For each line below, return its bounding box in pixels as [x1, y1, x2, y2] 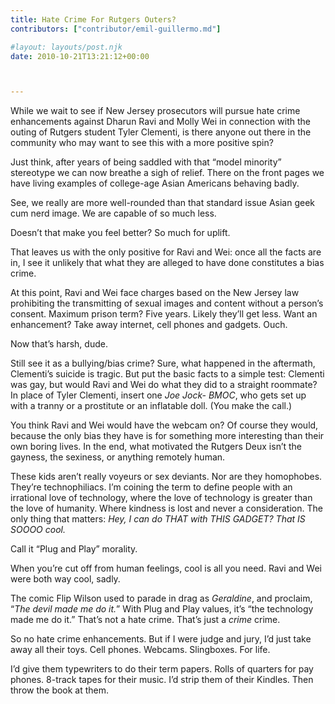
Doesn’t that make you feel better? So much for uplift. [10, 227, 231, 239]
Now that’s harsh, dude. [10, 338, 108, 350]
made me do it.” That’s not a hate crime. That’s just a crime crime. [10, 614, 281, 626]
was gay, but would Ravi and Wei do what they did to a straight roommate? [10, 379, 318, 391]
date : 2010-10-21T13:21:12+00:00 [10, 51, 150, 61]
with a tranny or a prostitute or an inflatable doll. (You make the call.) [10, 400, 293, 412]
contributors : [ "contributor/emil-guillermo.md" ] [10, 24, 222, 34]
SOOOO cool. [10, 524, 66, 536]
